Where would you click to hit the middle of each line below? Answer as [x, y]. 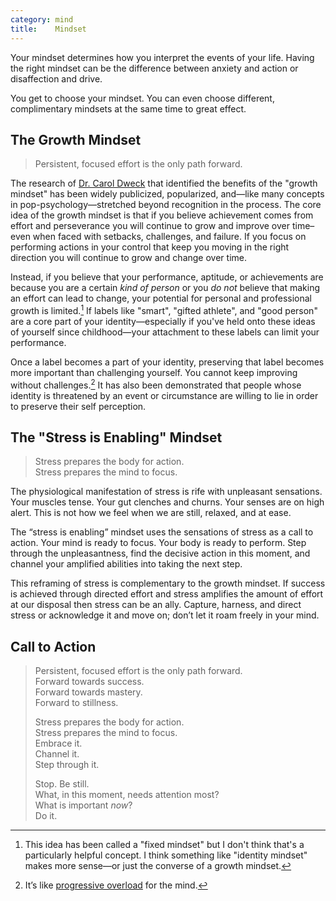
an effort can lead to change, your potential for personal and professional [161, 298]
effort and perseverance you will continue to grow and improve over [150, 226]
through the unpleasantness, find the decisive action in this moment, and [160, 553]
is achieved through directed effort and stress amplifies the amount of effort [167, 594]
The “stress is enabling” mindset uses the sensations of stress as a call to [162, 532]
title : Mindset [48, 29]
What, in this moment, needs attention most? [127, 795]
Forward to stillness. [76, 703]
